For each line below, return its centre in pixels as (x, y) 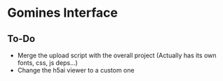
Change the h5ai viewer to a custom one (76, 70)
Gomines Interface (62, 13)
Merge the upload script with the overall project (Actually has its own (117, 55)
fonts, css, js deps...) (48, 63)
